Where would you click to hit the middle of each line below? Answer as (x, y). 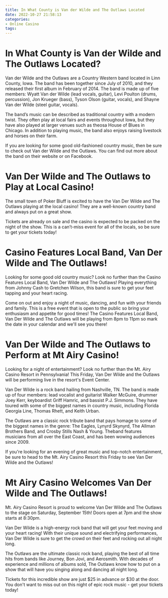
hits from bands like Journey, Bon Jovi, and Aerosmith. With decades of (79, 559)
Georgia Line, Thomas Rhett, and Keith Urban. (53, 411)
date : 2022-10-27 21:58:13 (33, 15)
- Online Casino (22, 24)
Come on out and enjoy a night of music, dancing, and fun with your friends (83, 303)
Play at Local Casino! (50, 187)
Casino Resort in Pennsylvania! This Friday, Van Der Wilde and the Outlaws (82, 374)
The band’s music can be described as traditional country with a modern (80, 115)
